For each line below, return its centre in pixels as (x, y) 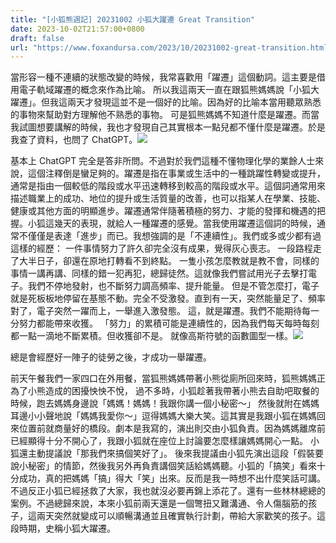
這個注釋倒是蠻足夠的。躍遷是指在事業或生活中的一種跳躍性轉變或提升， (176, 173)
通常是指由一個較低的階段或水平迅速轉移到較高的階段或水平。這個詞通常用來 (168, 186)
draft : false (37, 38)
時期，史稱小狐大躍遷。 (67, 528)
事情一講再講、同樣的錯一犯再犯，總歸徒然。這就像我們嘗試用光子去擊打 (159, 273)
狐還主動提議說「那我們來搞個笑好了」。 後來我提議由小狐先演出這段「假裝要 (167, 453)
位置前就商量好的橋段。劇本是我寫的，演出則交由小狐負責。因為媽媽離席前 (172, 428)
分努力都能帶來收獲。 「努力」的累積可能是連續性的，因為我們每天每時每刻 (165, 323)
